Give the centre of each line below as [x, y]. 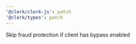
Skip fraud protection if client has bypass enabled [68, 34]
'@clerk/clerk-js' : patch [38, 12]
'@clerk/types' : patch [34, 17]
